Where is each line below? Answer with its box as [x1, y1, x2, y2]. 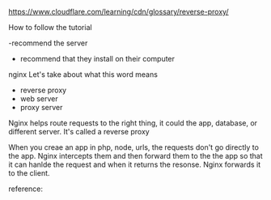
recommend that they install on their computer [19, 54, 176, 63]
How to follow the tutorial [8, 23, 92, 32]
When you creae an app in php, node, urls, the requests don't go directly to [8, 143, 259, 152]
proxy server [19, 103, 63, 112]
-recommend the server [8, 38, 88, 48]
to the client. [8, 168, 50, 177]
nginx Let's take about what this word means [8, 70, 158, 79]
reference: [8, 184, 43, 194]
